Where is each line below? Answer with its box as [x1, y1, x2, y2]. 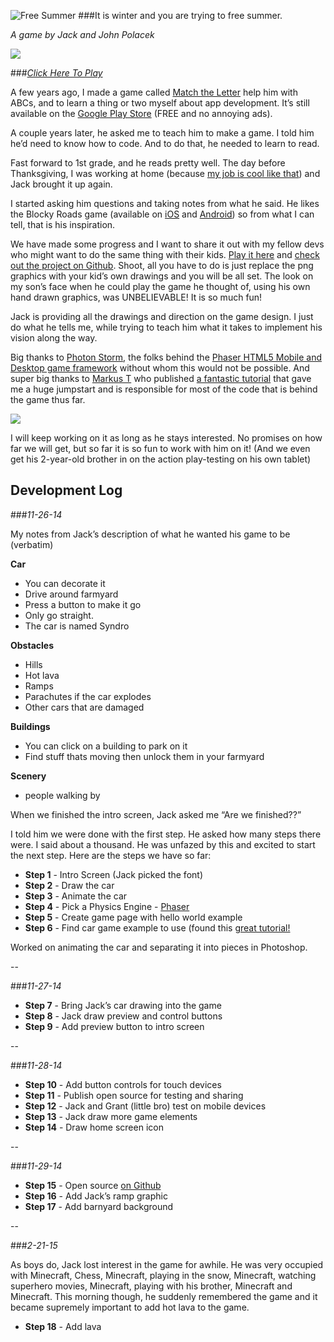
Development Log [10, 482, 123, 499]
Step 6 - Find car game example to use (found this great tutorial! [24, 921, 291, 934]
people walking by [24, 789, 101, 801]
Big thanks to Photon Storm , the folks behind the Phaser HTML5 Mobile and [10, 351, 323, 363]
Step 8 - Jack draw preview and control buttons [24, 1010, 223, 1022]
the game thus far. [10, 394, 86, 405]
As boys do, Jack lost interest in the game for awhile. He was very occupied [10, 1258, 324, 1270]
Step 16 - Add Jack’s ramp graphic [24, 1190, 168, 1202]
